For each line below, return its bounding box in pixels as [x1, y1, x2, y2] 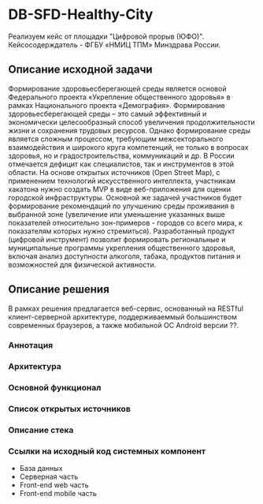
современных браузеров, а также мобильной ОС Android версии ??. [8, 320, 239, 330]
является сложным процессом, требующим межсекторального [8, 134, 224, 144]
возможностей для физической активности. [8, 259, 157, 269]
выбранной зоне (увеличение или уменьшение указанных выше [8, 209, 226, 218]
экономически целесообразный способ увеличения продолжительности [8, 117, 255, 127]
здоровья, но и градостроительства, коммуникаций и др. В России [8, 151, 235, 160]
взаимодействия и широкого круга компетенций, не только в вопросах [8, 142, 249, 151]
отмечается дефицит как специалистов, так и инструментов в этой [8, 159, 235, 169]
